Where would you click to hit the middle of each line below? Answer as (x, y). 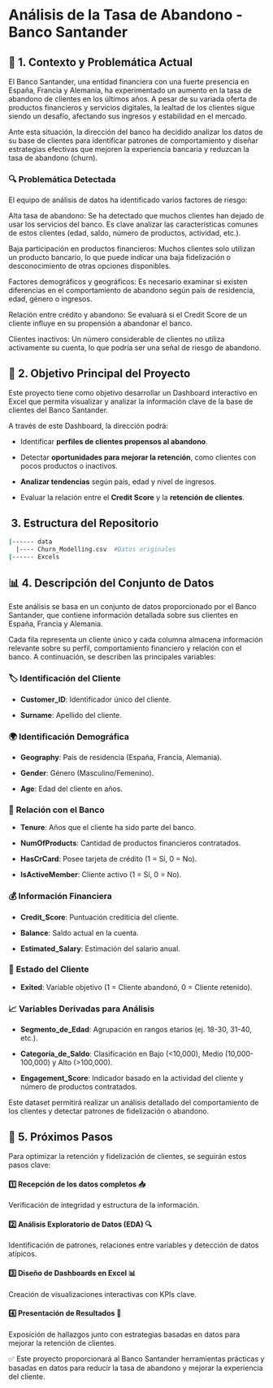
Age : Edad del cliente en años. (71, 789)
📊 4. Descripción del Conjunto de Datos (111, 583)
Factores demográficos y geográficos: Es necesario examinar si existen (128, 282)
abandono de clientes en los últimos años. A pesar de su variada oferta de (133, 99)
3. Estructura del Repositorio (85, 523)
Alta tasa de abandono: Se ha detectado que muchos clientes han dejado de (136, 216)
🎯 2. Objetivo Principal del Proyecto (100, 373)
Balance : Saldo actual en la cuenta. (80, 932)
